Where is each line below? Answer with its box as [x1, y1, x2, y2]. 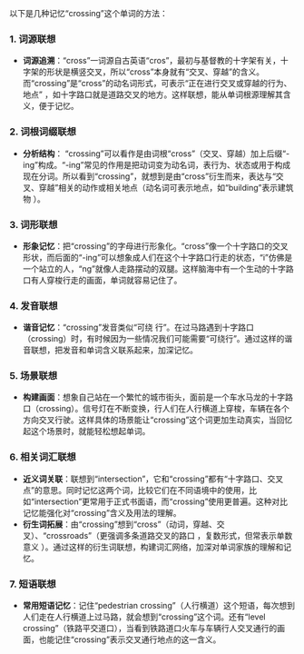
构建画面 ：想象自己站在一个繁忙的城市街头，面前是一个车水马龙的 [22, 391, 270, 402]
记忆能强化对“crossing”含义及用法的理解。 [22, 507, 181, 518]
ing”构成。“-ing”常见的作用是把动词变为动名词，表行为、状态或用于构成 [22, 159, 291, 170]
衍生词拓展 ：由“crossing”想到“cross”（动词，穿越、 [22, 519, 218, 530]
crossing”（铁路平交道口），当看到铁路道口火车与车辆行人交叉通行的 [22, 623, 278, 634]
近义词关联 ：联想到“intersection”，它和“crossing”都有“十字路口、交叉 [22, 473, 284, 484]
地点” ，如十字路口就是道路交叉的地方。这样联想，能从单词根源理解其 [22, 89, 283, 100]
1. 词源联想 [9, 33, 56, 45]
